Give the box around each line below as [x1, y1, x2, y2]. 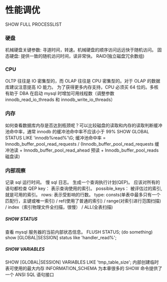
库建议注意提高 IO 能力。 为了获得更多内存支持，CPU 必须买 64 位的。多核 [5, 84, 159, 90]
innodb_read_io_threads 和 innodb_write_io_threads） [5, 96, 116, 102]
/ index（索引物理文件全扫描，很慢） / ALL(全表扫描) [5, 204, 113, 210]
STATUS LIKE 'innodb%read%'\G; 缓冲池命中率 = [5, 135, 106, 141]
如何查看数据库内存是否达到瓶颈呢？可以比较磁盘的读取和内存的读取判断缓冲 [5, 122, 163, 128]
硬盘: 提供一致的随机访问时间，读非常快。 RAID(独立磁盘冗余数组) [9, 53, 145, 59]
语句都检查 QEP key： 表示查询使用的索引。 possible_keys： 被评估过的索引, [5, 186, 163, 191]
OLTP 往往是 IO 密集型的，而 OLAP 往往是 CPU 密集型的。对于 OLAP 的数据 [5, 78, 161, 84]
